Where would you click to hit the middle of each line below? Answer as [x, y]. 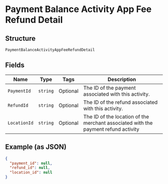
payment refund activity [111, 129]
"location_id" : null [31, 172]
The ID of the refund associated [120, 102]
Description [122, 79]
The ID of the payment [109, 88]
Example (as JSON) [36, 147]
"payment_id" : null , [31, 163]
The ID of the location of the [116, 116]
